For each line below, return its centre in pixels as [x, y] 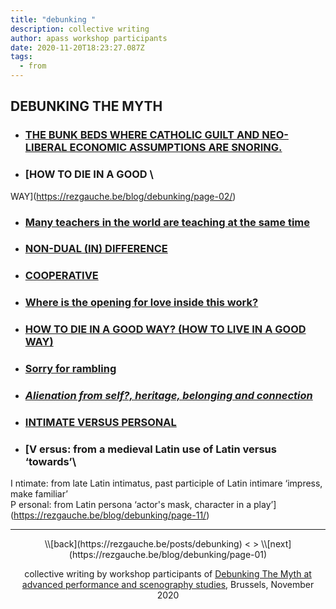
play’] [265, 505]
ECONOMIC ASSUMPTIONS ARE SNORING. [176, 148]
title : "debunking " [53, 19]
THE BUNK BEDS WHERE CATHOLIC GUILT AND [142, 135]
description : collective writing [80, 29]
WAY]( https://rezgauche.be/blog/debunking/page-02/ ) [123, 196]
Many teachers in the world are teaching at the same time [167, 222]
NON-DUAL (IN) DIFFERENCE [96, 249]
